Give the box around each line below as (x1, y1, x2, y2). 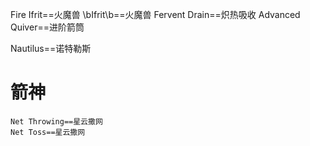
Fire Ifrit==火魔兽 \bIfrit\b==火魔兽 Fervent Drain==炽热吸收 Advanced (10, 9, 301, 20)
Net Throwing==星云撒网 (10, 116, 103, 127)
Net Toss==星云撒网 (10, 127, 86, 137)
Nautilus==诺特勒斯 (10, 43, 92, 54)
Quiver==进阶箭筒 (10, 21, 85, 33)
